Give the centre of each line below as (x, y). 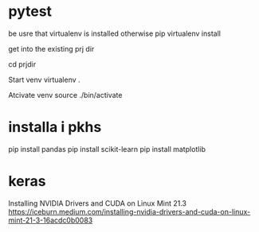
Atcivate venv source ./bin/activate (65, 95)
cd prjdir (22, 64)
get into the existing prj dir (51, 48)
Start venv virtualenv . (45, 79)
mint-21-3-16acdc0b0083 (51, 220)
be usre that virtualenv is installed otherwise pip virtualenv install (115, 33)
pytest (30, 12)
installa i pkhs (55, 128)
